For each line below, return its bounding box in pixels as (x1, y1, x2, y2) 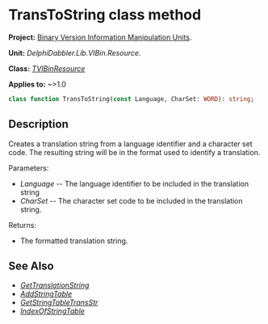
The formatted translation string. (19, 236, 128, 246)
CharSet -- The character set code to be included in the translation (19, 196, 244, 205)
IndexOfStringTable (19, 306, 85, 316)
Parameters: (8, 163, 49, 173)
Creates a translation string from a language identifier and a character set (8, 139, 253, 149)
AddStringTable (19, 289, 73, 299)
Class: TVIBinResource (8, 63, 86, 74)
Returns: (8, 220, 37, 229)
